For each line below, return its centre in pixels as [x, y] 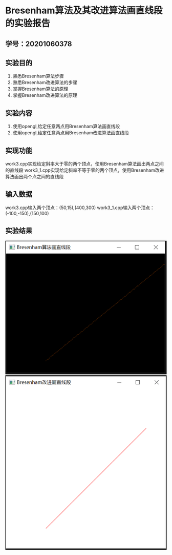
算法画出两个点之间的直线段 [35, 177]
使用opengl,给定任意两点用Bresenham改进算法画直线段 [71, 133]
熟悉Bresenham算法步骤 [38, 76]
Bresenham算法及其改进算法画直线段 [84, 11]
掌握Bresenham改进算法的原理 [45, 95]
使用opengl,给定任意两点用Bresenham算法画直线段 [66, 127]
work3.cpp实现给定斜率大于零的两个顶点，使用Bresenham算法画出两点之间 [84, 164]
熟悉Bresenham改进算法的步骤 [45, 83]
